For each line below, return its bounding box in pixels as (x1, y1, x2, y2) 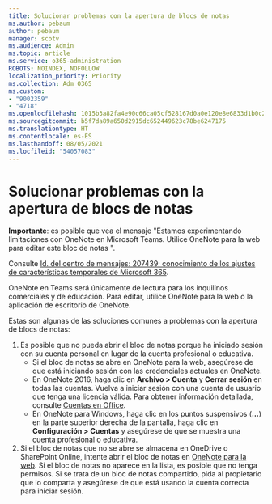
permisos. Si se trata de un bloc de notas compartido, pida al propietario (19, 469, 262, 479)
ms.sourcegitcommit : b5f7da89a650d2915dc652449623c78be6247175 (8, 117, 227, 125)
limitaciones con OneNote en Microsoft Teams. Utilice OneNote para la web (8, 235, 261, 244)
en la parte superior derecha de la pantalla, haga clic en (32, 417, 219, 427)
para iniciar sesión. (19, 486, 83, 496)
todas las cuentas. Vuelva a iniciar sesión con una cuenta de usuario (32, 383, 261, 393)
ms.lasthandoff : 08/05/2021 (8, 139, 104, 148)
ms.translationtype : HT (8, 125, 89, 133)
